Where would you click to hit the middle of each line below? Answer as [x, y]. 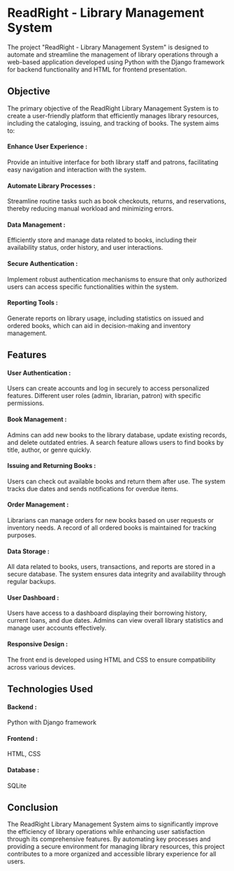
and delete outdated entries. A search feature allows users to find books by [116, 442]
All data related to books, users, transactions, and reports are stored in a [111, 567]
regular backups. [32, 581]
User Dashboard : [33, 597]
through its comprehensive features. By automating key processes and [109, 839]
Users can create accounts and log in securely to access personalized [108, 388]
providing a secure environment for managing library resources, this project [116, 847]
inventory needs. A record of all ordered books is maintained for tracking [112, 527]
